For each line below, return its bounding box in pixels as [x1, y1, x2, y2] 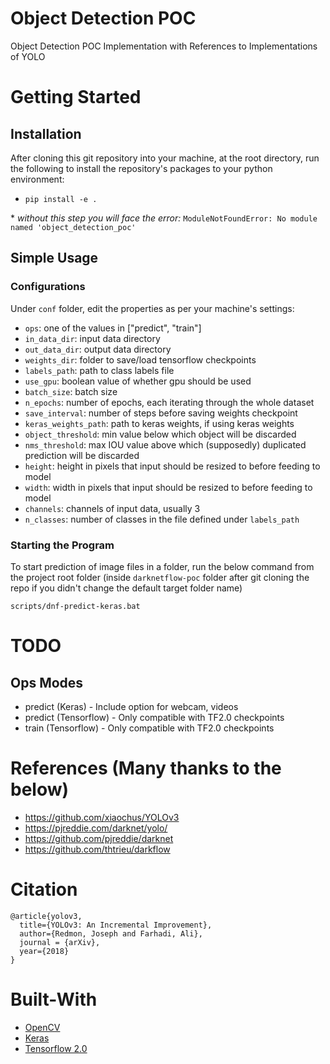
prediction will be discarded [24, 449, 140, 461]
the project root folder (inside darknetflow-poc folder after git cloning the [10, 571, 310, 583]
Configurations [10, 280, 86, 294]
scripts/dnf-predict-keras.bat [10, 601, 141, 611]
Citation [10, 878, 78, 901]
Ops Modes [10, 674, 84, 691]
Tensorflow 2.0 [24, 1042, 88, 1054]
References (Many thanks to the [10, 757, 282, 780]
